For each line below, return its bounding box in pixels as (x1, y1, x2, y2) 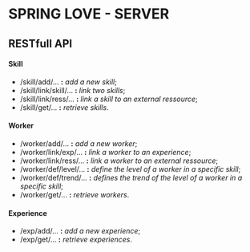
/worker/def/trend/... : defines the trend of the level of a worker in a (19, 173, 243, 182)
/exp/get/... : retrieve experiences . (19, 234, 132, 245)
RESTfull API (8, 37, 73, 51)
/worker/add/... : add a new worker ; (19, 138, 138, 148)
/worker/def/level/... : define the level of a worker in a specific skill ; (19, 164, 241, 173)
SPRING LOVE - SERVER (8, 5, 170, 23)
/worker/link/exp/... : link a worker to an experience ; (19, 147, 192, 156)
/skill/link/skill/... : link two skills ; (19, 85, 126, 95)
